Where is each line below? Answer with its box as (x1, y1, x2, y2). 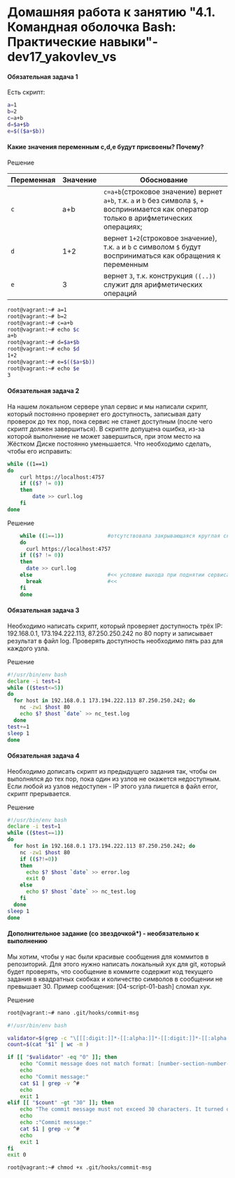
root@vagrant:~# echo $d (7, 345, 80, 352)
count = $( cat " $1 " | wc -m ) (7, 1041, 90, 1048)
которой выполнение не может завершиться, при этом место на (7, 432, 201, 440)
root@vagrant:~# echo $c (7, 326, 80, 333)
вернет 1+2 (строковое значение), (104, 233, 218, 242)
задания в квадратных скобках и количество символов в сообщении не (7, 975, 223, 983)
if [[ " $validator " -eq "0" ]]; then (7, 1054, 117, 1061)
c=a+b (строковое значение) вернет (104, 186, 222, 196)
